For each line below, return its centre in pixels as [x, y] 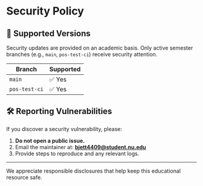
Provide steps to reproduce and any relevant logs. [77, 153]
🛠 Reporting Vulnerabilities [59, 111]
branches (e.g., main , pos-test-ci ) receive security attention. [82, 54]
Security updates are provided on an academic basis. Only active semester [100, 48]
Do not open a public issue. [50, 141]
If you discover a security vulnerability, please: [64, 129]
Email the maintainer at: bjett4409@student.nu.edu [80, 147]
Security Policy [45, 11]
